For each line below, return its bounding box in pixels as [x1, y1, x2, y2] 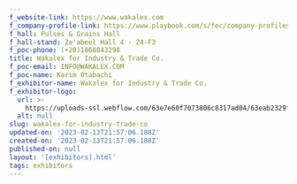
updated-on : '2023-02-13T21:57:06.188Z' [9, 128, 161, 137]
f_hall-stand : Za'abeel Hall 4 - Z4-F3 [9, 37, 156, 47]
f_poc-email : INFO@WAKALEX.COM [9, 63, 125, 72]
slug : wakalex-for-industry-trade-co [9, 120, 148, 129]
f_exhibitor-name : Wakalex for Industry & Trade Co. [9, 79, 208, 88]
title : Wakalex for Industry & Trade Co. [9, 54, 164, 63]
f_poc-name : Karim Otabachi [9, 71, 113, 80]
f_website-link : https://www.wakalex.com [9, 12, 164, 22]
